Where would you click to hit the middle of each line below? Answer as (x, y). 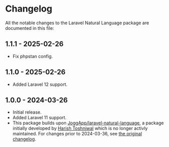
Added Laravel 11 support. (39, 118)
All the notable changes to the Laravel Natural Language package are (77, 23)
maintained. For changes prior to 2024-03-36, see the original (77, 134)
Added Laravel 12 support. (40, 84)
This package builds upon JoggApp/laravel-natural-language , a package (88, 123)
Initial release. (27, 112)
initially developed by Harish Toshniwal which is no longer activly (80, 128)
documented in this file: (30, 28)
